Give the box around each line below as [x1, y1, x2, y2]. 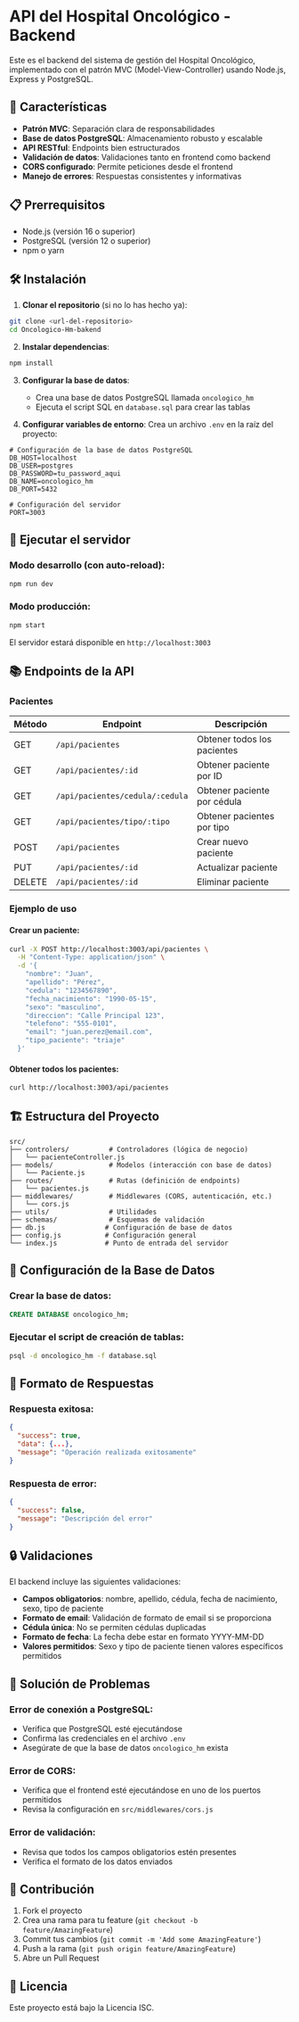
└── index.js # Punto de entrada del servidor [9, 1239, 229, 1247]
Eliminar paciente [197, 876, 270, 889]
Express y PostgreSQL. [9, 73, 93, 84]
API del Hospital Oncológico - [9, 6, 231, 27]
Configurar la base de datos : [21, 375, 130, 385]
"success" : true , [17, 1431, 82, 1440]
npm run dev [9, 579, 53, 588]
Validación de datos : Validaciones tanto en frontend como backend [21, 152, 271, 162]
